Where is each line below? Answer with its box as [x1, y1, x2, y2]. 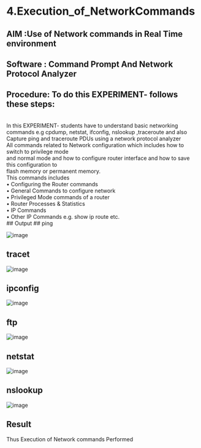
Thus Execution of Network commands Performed [6, 435, 134, 442]
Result [6, 419, 32, 430]
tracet [6, 249, 30, 260]
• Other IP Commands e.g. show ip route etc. [6, 213, 120, 220]
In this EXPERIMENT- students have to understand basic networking [6, 121, 178, 129]
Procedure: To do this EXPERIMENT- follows [6, 89, 178, 100]
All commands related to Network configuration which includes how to [6, 141, 184, 148]
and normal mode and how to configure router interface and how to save [6, 154, 190, 162]
